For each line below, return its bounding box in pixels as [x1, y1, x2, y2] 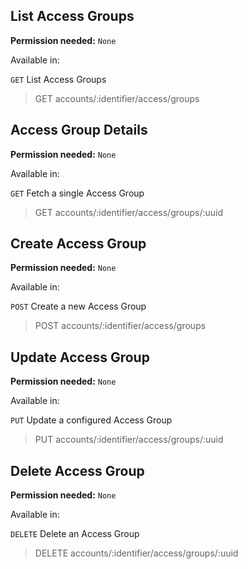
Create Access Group [10, 235, 147, 253]
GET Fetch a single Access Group [10, 187, 145, 199]
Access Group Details [10, 122, 148, 139]
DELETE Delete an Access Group [10, 528, 140, 540]
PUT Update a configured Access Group [10, 414, 173, 426]
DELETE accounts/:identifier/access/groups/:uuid [34, 547, 239, 559]
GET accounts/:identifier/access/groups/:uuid [34, 206, 223, 218]
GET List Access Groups [10, 73, 107, 85]
